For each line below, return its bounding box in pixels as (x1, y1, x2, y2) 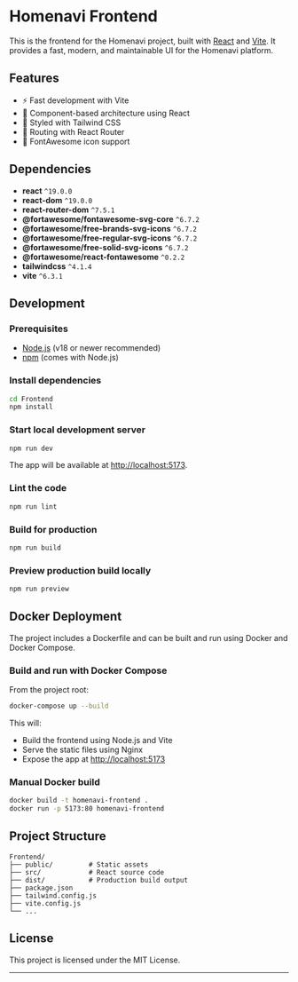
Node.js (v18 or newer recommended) (21, 343, 161, 353)
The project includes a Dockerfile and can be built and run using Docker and (9, 632, 288, 643)
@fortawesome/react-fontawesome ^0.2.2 (21, 251, 185, 262)
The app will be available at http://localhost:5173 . (9, 460, 188, 471)
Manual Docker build (9, 775, 100, 788)
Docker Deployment (9, 609, 122, 624)
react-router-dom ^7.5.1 (21, 204, 115, 215)
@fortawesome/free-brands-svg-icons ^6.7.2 (21, 223, 198, 234)
